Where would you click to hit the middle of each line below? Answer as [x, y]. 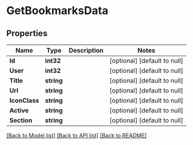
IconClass [25, 100]
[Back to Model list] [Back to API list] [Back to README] [77, 136]
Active [19, 110]
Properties [27, 33]
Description [86, 50]
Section [21, 120]
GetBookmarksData [57, 11]
